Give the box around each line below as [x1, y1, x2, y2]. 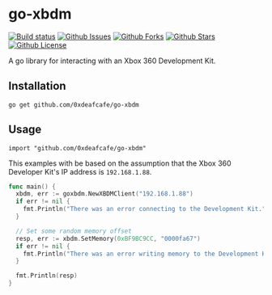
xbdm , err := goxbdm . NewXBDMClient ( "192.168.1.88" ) [15, 190, 194, 198]
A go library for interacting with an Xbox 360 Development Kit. [8, 56, 216, 65]
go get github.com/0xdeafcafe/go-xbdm [8, 100, 139, 109]
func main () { [8, 183, 57, 191]
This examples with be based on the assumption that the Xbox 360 [8, 158, 232, 168]
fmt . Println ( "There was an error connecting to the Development [23, 205, 244, 213]
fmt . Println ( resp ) [15, 272, 79, 280]
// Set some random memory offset [15, 227, 132, 235]
